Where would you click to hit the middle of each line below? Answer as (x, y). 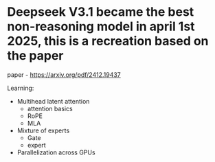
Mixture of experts (43, 130)
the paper (35, 56)
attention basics (50, 108)
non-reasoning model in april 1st (101, 26)
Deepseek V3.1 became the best (101, 12)
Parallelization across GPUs (56, 152)
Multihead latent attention (53, 101)
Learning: (21, 88)
